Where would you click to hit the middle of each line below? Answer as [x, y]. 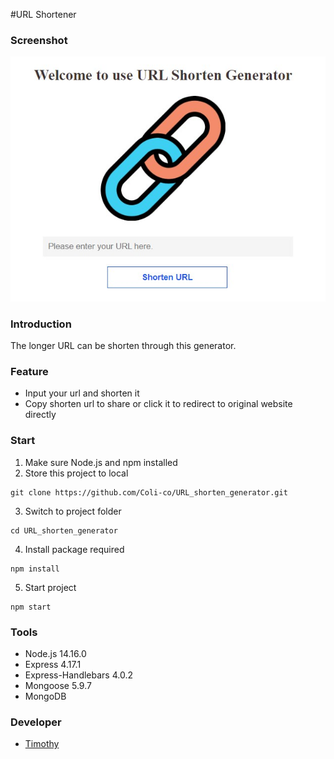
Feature [29, 372]
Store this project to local [76, 473]
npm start [31, 607]
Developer [36, 722]
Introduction [41, 324]
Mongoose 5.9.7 [58, 686]
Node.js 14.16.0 [55, 654]
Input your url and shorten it [82, 393]
